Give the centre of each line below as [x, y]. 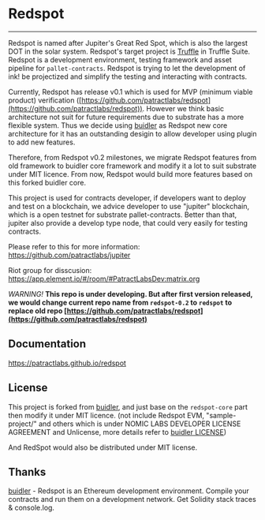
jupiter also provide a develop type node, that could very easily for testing [128, 223]
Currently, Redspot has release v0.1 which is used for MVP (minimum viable [131, 92]
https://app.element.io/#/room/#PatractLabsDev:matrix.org [104, 279]
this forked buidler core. [47, 182]
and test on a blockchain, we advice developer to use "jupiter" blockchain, [129, 206]
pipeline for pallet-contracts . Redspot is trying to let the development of [127, 68]
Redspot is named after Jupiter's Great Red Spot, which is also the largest [128, 43]
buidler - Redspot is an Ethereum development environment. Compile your [129, 491]
